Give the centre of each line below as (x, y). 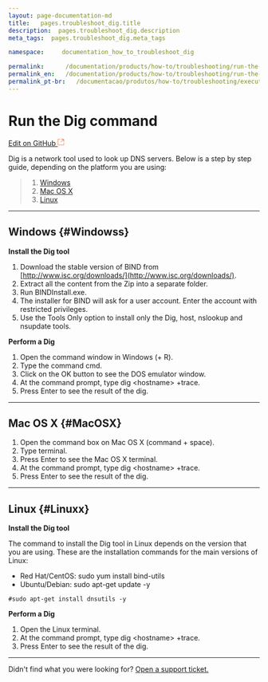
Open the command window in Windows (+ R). (97, 357)
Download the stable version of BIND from (89, 266)
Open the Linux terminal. (60, 629)
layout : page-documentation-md (60, 16)
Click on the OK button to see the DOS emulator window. (112, 374)
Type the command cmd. (61, 365)
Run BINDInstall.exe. (53, 292)
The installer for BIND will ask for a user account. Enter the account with (138, 301)
